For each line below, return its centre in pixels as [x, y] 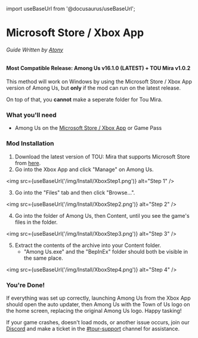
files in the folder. [36, 222]
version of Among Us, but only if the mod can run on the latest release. [94, 88]
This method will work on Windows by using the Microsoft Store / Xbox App [99, 81]
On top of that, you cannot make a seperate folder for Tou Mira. [84, 99]
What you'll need [31, 115]
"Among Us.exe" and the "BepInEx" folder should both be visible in [106, 251]
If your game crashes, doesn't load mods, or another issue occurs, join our [98, 322]
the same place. [44, 258]
